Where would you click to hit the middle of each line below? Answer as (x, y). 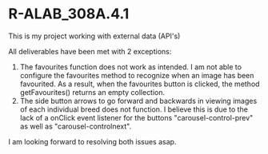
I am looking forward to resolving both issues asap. (92, 141)
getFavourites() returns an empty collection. (92, 92)
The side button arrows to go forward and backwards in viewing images (138, 101)
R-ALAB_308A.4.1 (69, 14)
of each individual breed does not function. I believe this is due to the (134, 109)
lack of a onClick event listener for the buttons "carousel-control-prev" (136, 117)
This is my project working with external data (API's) (94, 36)
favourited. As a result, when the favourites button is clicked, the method (140, 84)
